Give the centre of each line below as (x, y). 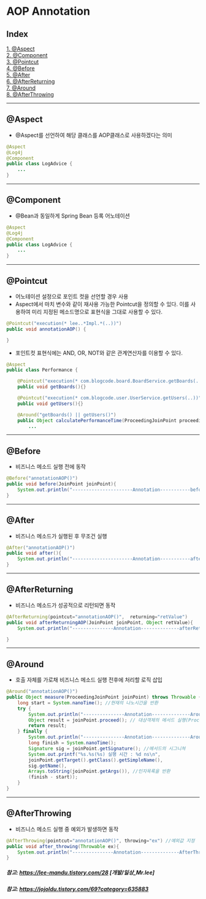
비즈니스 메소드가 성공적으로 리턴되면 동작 (65, 605)
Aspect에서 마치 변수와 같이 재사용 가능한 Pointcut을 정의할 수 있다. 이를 (102, 304)
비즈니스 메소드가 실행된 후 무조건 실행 (61, 536)
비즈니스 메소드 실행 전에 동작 (50, 467)
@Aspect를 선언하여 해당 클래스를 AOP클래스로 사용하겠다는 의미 (94, 135)
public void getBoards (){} (52, 387)
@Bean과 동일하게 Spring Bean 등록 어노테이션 (72, 216)
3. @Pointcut (23, 62)
